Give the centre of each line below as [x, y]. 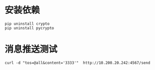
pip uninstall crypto [27, 24]
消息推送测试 [31, 49]
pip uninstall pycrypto [29, 28]
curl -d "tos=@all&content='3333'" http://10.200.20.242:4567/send [77, 63]
